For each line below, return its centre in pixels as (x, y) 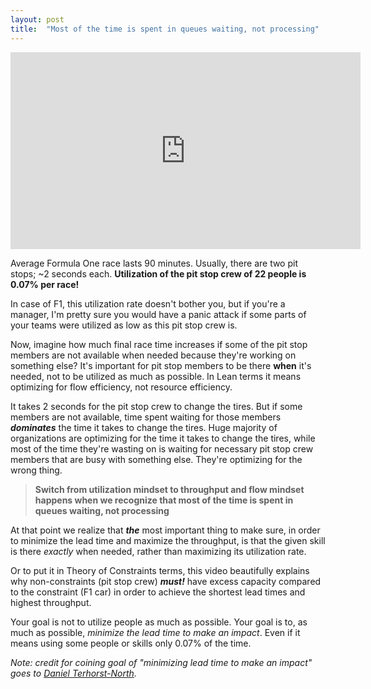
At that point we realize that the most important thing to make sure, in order (165, 530)
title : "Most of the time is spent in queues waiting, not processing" (165, 29)
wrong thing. (36, 470)
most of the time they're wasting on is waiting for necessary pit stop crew (162, 448)
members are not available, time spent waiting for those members (146, 417)
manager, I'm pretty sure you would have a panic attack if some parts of (158, 314)
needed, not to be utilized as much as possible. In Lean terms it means (156, 376)
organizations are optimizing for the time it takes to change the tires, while (163, 438)
